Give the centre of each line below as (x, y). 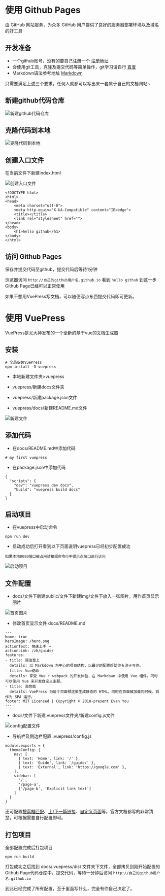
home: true (16, 637)
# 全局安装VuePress (24, 362)
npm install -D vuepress (31, 367)
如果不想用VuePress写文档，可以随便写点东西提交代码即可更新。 (71, 296)
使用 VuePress (35, 318)
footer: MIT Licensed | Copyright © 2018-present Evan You (67, 701)
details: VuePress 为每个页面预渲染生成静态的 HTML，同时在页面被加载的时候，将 (84, 692)
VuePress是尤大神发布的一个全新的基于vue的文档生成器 (62, 333)
